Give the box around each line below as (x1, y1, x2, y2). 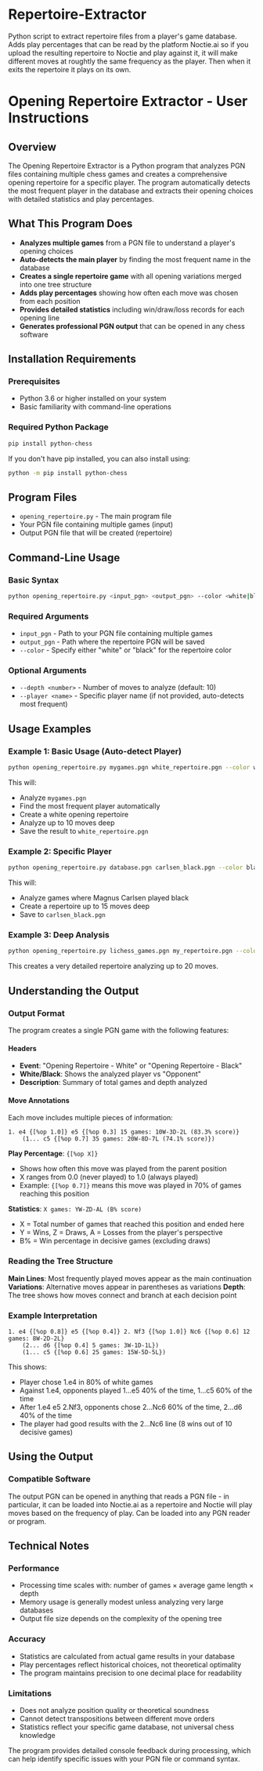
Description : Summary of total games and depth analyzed (19, 1078, 207, 1087)
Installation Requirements (8, 352, 137, 366)
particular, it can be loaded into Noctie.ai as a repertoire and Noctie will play (8, 1499, 253, 1509)
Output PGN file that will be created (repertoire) (19, 528, 173, 538)
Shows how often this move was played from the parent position (19, 1164, 227, 1174)
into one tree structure (19, 279, 92, 289)
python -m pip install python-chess (8, 469, 128, 477)
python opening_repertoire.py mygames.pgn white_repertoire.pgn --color (8, 764, 250, 772)
